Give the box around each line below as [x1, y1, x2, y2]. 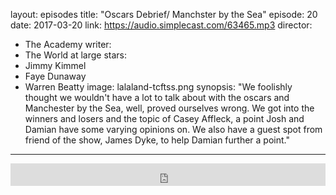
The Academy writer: [24, 39, 112, 50]
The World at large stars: [24, 49, 128, 61]
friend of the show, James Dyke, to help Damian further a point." [24, 134, 290, 146]
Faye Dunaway [24, 70, 87, 82]
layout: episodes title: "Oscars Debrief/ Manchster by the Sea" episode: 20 [10, 9, 318, 20]
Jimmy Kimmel [24, 60, 87, 71]
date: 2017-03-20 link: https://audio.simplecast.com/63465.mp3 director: [10, 19, 313, 31]
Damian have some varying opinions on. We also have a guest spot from [24, 124, 323, 135]
